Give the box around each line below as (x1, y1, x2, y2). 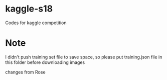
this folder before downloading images (5, 59, 85, 65)
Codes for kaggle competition (5, 20, 67, 26)
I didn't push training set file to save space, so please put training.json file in (5, 54, 162, 60)
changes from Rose (5, 69, 46, 75)
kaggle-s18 (5, 3, 53, 15)
